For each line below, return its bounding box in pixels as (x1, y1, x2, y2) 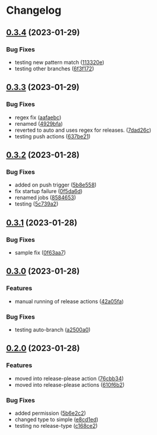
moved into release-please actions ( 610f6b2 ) (14, 381, 125, 388)
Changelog (6, 4, 62, 17)
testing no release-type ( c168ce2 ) (14, 422, 98, 429)
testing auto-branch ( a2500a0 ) (14, 326, 91, 333)
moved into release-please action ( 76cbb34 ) (14, 375, 124, 382)
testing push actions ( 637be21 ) (14, 132, 91, 140)
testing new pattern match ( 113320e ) (14, 58, 105, 66)
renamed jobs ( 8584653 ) (14, 194, 76, 201)
